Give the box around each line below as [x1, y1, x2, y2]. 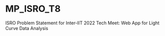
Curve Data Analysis [5, 25, 49, 31]
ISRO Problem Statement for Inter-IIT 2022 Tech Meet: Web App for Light [5, 20, 160, 26]
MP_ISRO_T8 [5, 3, 61, 15]
